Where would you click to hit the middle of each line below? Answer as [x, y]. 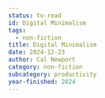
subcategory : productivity [52, 74]
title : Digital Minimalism [52, 45]
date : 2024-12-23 [37, 52]
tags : [17, 30]
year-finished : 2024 [42, 81]
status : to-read [35, 15]
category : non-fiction [45, 67]
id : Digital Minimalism [47, 23]
